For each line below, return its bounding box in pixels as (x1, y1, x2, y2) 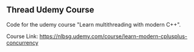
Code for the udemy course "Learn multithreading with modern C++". (6, 21, 181, 28)
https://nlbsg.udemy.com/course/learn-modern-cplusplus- (39, 33, 188, 40)
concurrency (6, 39, 38, 46)
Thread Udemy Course (6, 5, 95, 15)
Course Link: (6, 33, 38, 40)
